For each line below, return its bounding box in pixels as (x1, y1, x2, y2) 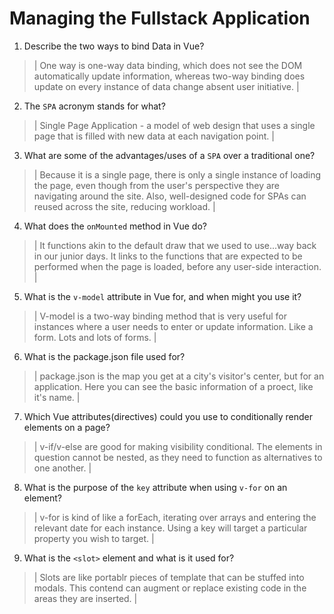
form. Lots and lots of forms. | (33, 331, 157, 343)
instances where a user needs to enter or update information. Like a (33, 320, 314, 332)
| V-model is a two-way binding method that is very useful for (33, 310, 287, 322)
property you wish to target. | (33, 532, 155, 544)
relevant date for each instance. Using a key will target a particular (33, 522, 308, 534)
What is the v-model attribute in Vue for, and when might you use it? (23, 290, 302, 302)
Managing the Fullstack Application (9, 7, 311, 30)
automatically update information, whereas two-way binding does (33, 70, 306, 82)
